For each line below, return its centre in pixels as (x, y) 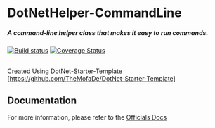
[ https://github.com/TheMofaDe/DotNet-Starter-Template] (91, 78)
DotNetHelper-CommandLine (95, 13)
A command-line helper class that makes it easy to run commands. (108, 32)
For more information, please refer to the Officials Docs (87, 117)
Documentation (42, 100)
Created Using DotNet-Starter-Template (65, 71)
